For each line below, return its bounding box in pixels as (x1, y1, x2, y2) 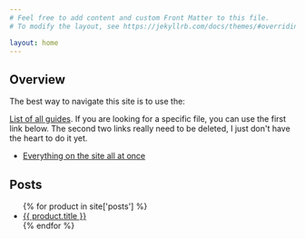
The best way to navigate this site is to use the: (9, 96, 186, 107)
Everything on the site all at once (22, 151, 146, 162)
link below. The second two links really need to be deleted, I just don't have (9, 124, 290, 134)
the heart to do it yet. (9, 133, 88, 144)
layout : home (9, 38, 59, 47)
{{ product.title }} (22, 211, 87, 221)
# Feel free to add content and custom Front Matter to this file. (9, 13, 271, 23)
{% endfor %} (22, 220, 75, 231)
